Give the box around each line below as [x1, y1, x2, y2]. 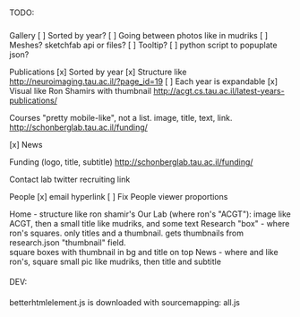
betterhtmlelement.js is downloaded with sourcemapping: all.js [9, 296, 240, 307]
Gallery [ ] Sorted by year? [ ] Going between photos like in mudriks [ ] [9, 30, 269, 40]
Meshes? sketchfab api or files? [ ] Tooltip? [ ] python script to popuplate [9, 39, 278, 50]
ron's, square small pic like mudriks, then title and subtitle [9, 256, 222, 267]
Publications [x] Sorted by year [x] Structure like [9, 66, 187, 77]
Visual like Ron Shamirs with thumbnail [9, 85, 152, 96]
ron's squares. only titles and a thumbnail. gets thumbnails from [9, 227, 244, 238]
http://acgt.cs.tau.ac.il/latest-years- [153, 85, 285, 96]
